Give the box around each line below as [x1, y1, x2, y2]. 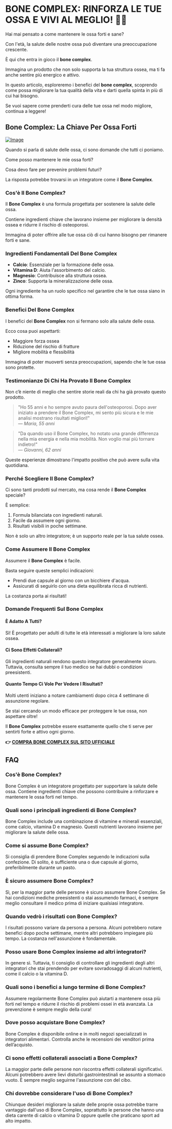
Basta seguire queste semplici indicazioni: [5, 567, 94, 573]
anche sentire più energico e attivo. [5, 71, 81, 78]
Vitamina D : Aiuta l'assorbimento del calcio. [12, 267, 106, 273]
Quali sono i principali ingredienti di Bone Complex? [5, 806, 137, 814]
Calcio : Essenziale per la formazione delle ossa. [12, 261, 114, 268]
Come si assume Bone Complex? [5, 842, 89, 849]
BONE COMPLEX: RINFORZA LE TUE [5, 3, 162, 15]
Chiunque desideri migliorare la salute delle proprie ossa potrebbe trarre [5, 1101, 158, 1107]
